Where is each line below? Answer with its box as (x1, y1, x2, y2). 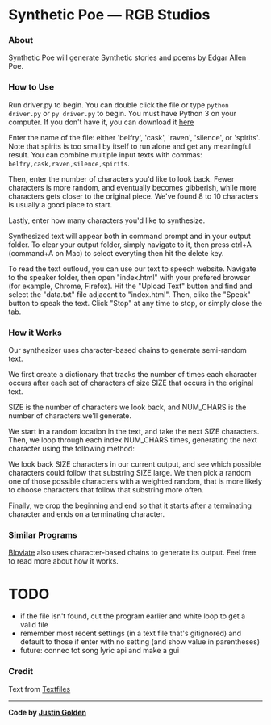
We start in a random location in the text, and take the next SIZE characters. (8, 426, 260, 437)
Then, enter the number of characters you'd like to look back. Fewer (8, 174, 235, 183)
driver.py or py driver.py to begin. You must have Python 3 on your (8, 108, 236, 118)
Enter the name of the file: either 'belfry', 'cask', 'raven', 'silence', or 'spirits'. (8, 132, 261, 142)
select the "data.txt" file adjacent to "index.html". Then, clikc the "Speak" (8, 289, 252, 300)
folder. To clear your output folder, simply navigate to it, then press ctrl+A (8, 240, 252, 249)
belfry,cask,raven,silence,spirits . (8, 158, 131, 168)
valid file (19, 620, 48, 630)
